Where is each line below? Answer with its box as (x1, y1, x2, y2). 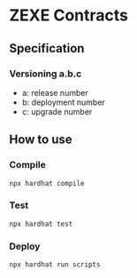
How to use (9, 132, 72, 147)
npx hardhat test (9, 219, 73, 228)
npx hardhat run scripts (9, 260, 101, 269)
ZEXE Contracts (9, 5, 128, 26)
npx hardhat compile (9, 179, 86, 187)
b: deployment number (21, 97, 106, 107)
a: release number (21, 87, 88, 98)
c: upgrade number (21, 106, 93, 116)
